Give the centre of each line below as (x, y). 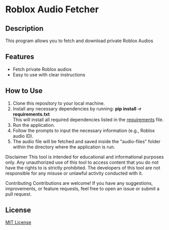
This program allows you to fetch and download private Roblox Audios (79, 41)
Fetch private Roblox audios (42, 69)
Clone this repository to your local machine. (59, 103)
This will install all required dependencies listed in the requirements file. (88, 120)
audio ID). (23, 136)
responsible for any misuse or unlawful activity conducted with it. (74, 173)
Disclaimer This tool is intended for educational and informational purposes (84, 157)
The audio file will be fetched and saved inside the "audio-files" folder (87, 141)
